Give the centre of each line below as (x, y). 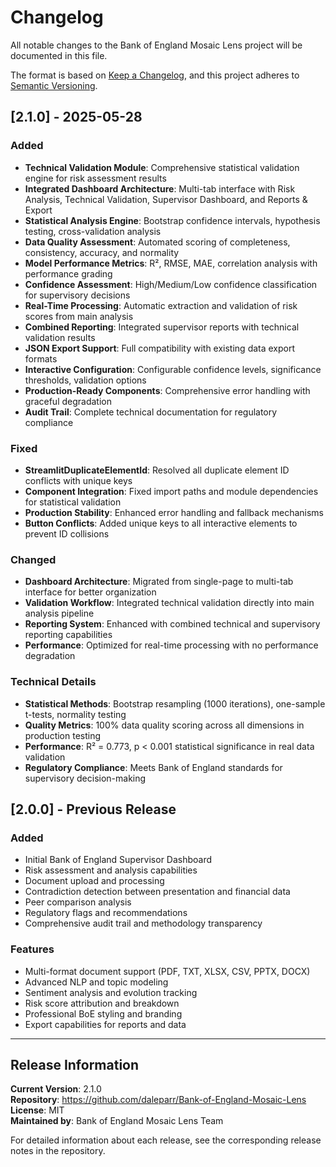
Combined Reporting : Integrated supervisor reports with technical (162, 327)
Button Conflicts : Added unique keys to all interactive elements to (161, 523)
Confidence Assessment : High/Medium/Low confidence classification (171, 284)
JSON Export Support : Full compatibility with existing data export (160, 348)
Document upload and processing (94, 881)
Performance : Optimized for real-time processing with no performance (171, 645)
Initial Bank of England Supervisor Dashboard (118, 860)
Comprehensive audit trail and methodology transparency (143, 923)
